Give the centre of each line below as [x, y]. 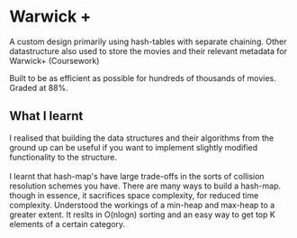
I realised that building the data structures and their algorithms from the [142, 138]
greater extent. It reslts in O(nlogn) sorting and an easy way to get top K [143, 215]
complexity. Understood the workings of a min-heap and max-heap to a [142, 205]
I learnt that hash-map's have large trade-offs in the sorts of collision [137, 176]
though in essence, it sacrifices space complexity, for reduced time [134, 195]
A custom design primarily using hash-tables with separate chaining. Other [148, 41]
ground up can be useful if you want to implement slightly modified [134, 147]
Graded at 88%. [39, 87]
